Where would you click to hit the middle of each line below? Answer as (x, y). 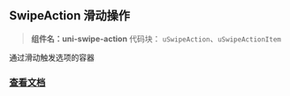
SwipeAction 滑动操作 (70, 16)
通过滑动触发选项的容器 (52, 57)
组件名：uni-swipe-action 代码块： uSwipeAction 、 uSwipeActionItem (156, 39)
